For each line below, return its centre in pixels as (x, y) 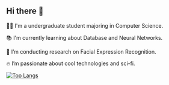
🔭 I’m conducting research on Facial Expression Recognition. (81, 51)
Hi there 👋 (25, 11)
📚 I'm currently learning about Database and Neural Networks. (84, 37)
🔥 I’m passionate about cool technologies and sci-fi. (71, 63)
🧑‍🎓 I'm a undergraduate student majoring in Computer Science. (85, 25)
